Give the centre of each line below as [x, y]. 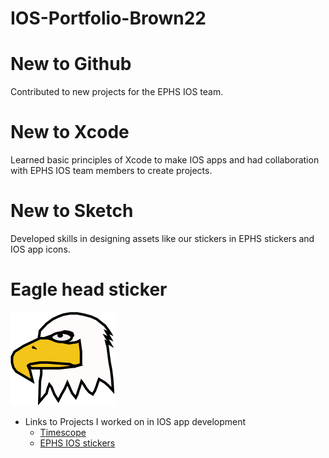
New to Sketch [72, 211]
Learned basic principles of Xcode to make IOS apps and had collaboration [165, 160]
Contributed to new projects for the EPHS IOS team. [117, 92]
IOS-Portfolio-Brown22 [108, 18]
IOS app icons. [40, 249]
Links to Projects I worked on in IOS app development [135, 421]
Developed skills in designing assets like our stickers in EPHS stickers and [162, 238]
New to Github [71, 64]
